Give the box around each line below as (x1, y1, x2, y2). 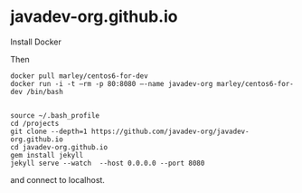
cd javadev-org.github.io (10, 142, 108, 151)
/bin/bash (26, 87, 64, 96)
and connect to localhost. (10, 174, 105, 185)
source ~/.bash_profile (10, 111, 100, 120)
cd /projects (10, 119, 60, 128)
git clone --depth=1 (10, 127, 89, 136)
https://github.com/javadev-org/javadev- (90, 127, 250, 136)
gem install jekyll (10, 150, 84, 159)
